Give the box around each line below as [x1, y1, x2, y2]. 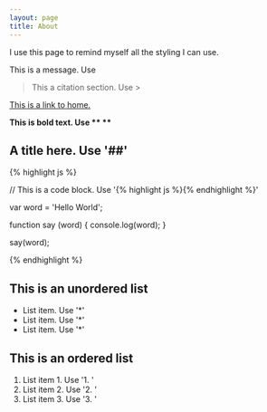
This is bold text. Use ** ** [9, 117, 111, 128]
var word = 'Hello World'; [9, 202, 103, 213]
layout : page [9, 13, 59, 23]
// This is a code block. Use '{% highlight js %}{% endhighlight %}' [9, 185, 259, 196]
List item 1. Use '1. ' [22, 374, 94, 385]
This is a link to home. [9, 99, 91, 110]
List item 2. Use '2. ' [22, 384, 98, 395]
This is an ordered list [9, 350, 134, 366]
